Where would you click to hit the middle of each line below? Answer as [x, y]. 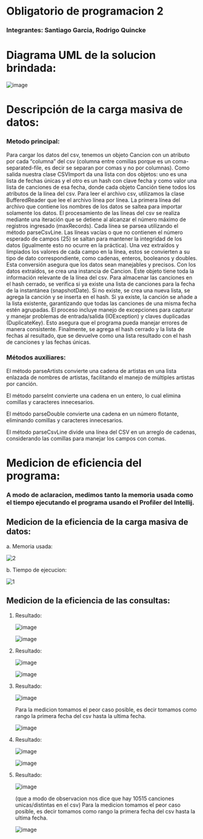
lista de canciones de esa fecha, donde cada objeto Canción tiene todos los [101, 187]
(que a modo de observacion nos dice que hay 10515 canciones [95, 798]
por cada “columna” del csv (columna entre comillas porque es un [89, 161]
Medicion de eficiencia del [74, 463]
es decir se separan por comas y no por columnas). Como [117, 168]
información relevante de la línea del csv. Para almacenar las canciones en [99, 277]
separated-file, [25, 168]
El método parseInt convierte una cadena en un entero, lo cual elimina [94, 396]
